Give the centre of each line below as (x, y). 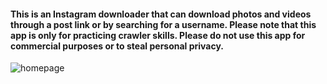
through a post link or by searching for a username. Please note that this (163, 24)
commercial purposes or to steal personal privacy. (117, 46)
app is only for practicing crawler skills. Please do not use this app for (158, 35)
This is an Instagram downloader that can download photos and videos (161, 14)
